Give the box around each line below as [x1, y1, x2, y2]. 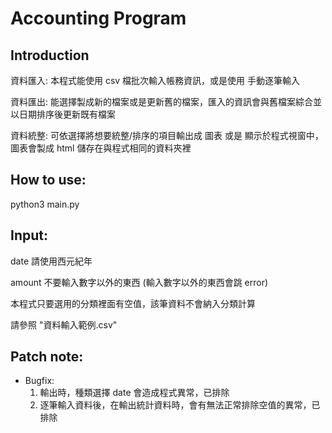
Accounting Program [10, 7, 187, 30]
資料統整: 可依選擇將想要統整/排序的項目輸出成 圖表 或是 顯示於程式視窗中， [10, 130, 324, 141]
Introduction [10, 47, 90, 64]
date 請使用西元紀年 [10, 255, 93, 267]
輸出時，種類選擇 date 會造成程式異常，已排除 [39, 387, 230, 399]
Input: [10, 227, 48, 244]
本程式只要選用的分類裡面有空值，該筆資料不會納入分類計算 [10, 297, 256, 309]
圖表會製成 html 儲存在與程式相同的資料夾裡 [10, 142, 192, 154]
